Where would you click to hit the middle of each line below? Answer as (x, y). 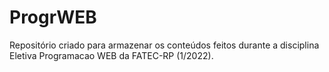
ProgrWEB (53, 17)
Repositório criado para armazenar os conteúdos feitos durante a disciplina (164, 45)
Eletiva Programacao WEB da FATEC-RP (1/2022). (111, 55)
